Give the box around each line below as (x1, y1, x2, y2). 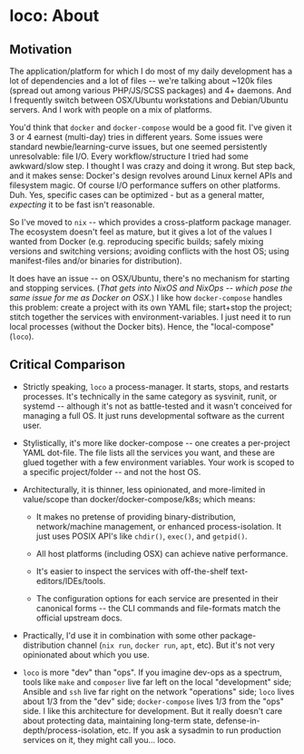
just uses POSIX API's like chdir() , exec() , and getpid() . (35, 531, 248, 541)
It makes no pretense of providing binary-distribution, (35, 511, 236, 522)
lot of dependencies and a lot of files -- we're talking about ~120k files (9, 75, 273, 86)
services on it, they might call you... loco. (22, 734, 176, 745)
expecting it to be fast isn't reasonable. (9, 199, 155, 210)
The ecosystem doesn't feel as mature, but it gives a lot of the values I (9, 226, 272, 237)
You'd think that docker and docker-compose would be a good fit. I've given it (9, 122, 292, 133)
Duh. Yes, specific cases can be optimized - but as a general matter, (9, 190, 265, 200)
